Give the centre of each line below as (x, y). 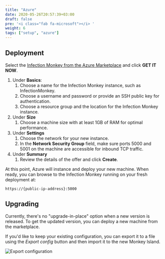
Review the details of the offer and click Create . (69, 159)
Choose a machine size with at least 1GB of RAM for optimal (81, 122)
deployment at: (21, 179)
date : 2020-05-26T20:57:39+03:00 (40, 14)
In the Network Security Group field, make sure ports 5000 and (85, 143)
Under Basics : (27, 80)
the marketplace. (22, 227)
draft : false (19, 19)
